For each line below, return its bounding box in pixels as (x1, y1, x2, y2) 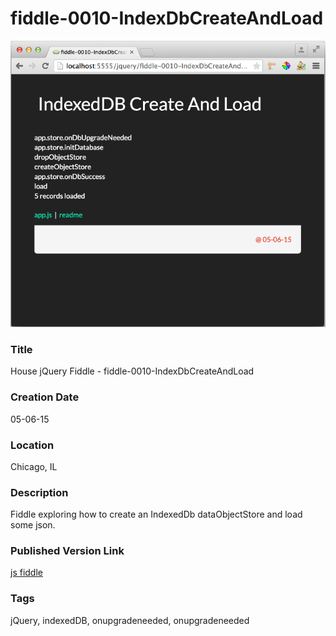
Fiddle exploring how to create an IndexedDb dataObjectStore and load (10, 508, 303, 521)
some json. (10, 519, 56, 531)
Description (10, 485, 69, 499)
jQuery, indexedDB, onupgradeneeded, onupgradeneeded (10, 614, 250, 626)
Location (10, 438, 55, 452)
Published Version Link (10, 544, 125, 558)
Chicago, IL (10, 460, 58, 472)
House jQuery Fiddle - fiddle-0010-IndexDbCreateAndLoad (10, 365, 255, 377)
